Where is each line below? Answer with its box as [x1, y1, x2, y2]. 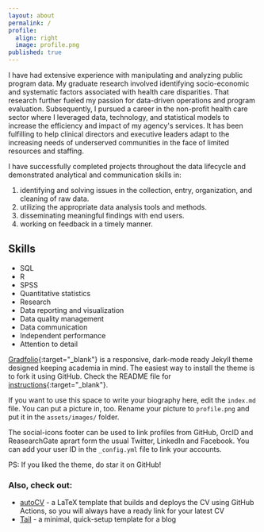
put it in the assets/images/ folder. [8, 412, 120, 422]
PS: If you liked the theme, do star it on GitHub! [8, 460, 162, 469]
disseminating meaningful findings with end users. [19, 211, 185, 220]
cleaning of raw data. [19, 194, 90, 203]
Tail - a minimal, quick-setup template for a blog [19, 515, 177, 524]
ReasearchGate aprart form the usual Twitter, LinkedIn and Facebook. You [8, 436, 250, 445]
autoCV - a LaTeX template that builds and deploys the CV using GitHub [19, 498, 254, 507]
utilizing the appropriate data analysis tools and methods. [19, 202, 208, 211]
